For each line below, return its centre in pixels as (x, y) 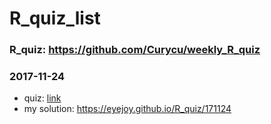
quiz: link (42, 98)
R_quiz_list (55, 18)
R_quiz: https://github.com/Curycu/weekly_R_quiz (135, 50)
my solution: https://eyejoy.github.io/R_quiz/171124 (127, 109)
